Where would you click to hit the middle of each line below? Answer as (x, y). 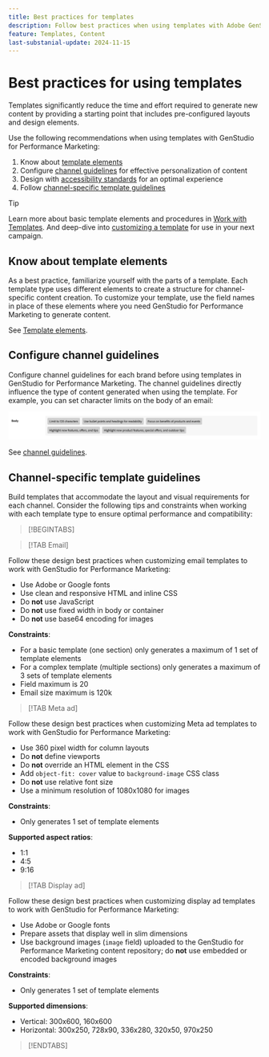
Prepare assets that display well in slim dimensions (104, 934)
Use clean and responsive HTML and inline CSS (98, 594)
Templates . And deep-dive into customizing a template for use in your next (131, 227)
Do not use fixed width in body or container (92, 610)
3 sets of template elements (66, 675)
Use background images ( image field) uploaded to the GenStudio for (132, 942)
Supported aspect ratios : (51, 837)
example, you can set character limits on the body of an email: (111, 400)
